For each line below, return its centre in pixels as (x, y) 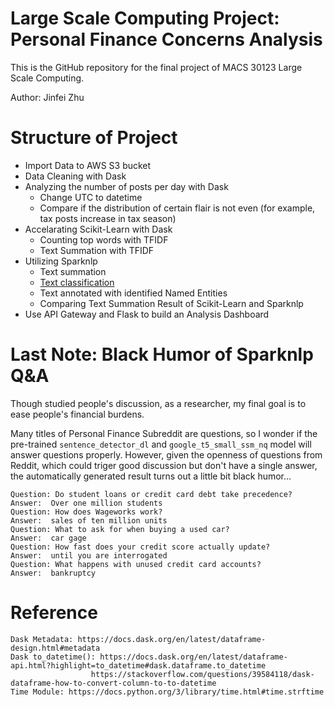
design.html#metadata (55, 648)
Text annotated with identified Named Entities (133, 293)
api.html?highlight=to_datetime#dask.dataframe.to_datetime (138, 665)
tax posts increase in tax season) (108, 218)
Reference (54, 613)
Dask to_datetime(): (53, 657)
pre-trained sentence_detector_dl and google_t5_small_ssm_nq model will (161, 444)
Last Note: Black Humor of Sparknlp (162, 354)
